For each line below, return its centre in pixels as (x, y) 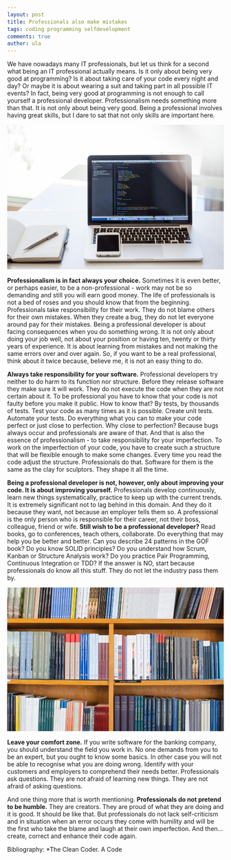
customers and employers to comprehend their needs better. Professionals (113, 772)
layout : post (26, 14)
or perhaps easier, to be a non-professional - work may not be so (100, 288)
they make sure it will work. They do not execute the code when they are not (115, 389)
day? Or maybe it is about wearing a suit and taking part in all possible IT (110, 86)
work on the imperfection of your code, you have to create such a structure (114, 448)
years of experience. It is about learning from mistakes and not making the (112, 346)
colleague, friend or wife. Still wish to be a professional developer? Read (111, 527)
